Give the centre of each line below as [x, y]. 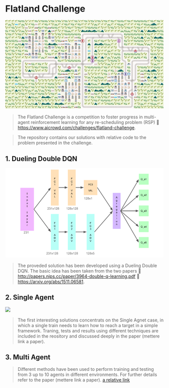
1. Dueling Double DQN [41, 158]
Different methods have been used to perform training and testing [86, 369]
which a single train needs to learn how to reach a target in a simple [88, 325]
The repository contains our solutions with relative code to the [82, 138]
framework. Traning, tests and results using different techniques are [88, 331]
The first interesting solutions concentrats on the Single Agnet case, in [91, 320]
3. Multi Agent [28, 357]
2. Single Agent [30, 298]
